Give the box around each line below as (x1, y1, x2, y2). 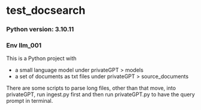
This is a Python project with (6, 55, 77, 62)
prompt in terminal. (6, 97, 53, 105)
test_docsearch (6, 4, 86, 17)
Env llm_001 (6, 41, 42, 50)
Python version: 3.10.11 (6, 25, 74, 34)
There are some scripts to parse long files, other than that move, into (6, 85, 176, 92)
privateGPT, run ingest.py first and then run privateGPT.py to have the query (6, 91, 195, 98)
